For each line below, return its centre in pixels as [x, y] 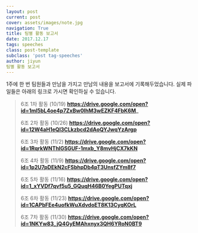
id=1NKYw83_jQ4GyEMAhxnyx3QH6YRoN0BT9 [81, 224]
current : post [24, 17]
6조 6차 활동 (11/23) [44, 198]
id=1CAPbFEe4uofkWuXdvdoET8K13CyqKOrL [78, 205]
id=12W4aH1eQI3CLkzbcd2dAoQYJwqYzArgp [79, 130]
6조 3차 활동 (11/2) [42, 142]
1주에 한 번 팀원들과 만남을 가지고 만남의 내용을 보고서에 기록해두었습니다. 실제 [96, 84]
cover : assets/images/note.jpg [44, 22]
